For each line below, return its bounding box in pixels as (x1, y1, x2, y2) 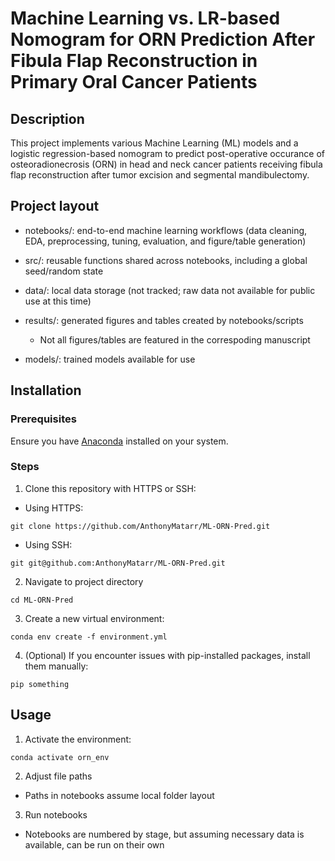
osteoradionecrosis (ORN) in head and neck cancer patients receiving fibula (10, 158, 323, 170)
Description (10, 110, 85, 127)
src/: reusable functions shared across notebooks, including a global (24, 254, 308, 266)
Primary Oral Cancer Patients (10, 71, 258, 94)
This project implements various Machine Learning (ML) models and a (10, 137, 299, 149)
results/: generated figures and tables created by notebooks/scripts (24, 314, 304, 326)
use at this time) (24, 295, 92, 307)
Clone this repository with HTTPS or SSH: (24, 482, 197, 494)
